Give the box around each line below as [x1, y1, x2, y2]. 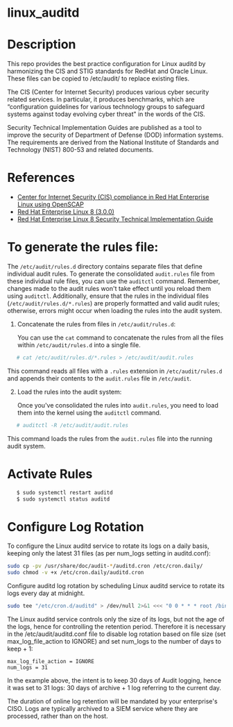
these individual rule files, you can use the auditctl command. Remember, [7, 277, 221, 285]
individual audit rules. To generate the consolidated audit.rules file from [7, 269, 215, 278]
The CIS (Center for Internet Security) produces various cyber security [7, 88, 209, 97]
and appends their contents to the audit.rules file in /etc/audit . [7, 374, 192, 383]
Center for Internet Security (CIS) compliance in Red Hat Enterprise [17, 193, 209, 201]
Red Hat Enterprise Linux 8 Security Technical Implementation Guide [17, 215, 214, 224]
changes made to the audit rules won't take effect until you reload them [7, 285, 212, 292]
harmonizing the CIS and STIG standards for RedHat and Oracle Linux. [7, 67, 208, 76]
